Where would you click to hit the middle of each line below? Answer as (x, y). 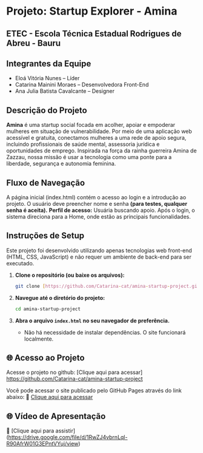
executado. (20, 263)
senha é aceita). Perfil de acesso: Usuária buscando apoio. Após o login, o (101, 210)
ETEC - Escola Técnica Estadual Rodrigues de (94, 34)
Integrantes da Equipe (49, 63)
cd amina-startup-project (48, 309)
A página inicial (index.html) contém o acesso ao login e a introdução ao (96, 197)
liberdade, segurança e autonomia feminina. (61, 164)
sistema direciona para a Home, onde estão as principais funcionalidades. (98, 217)
